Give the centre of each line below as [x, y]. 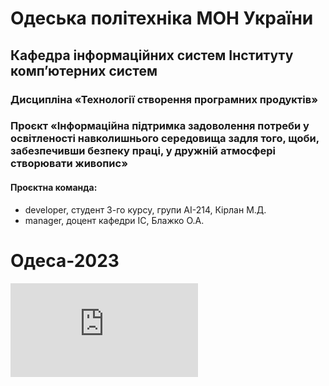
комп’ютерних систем [84, 70]
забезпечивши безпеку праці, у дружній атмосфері [143, 151]
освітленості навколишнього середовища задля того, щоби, [165, 139]
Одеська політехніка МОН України [162, 18]
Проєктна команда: [54, 188]
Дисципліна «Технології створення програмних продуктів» [164, 99]
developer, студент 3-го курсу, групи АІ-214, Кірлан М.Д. [145, 209]
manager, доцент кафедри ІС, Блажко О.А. [114, 220]
